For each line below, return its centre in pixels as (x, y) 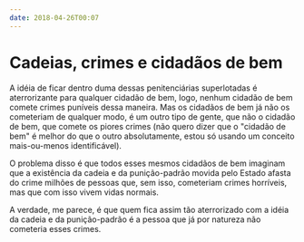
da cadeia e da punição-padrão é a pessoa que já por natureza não (135, 219)
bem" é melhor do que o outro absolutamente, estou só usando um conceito (152, 136)
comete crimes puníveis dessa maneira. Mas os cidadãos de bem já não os (150, 107)
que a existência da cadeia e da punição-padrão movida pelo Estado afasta (151, 172)
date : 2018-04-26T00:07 (54, 18)
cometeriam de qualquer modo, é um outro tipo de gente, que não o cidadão (152, 116)
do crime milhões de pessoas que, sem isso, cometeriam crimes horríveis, (148, 182)
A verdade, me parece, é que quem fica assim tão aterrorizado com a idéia (149, 209)
